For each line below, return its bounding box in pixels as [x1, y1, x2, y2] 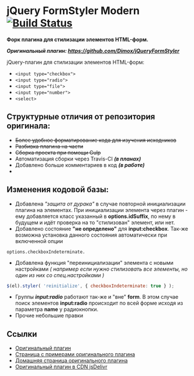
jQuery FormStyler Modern [6, 4, 140, 18]
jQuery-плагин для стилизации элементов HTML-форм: [6, 59, 145, 66]
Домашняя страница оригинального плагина [15, 357, 128, 364]
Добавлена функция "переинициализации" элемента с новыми [15, 259, 174, 266]
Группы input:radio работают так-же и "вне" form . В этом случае [15, 293, 179, 300]
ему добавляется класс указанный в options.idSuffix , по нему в [15, 213, 176, 220]
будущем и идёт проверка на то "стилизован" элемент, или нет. [15, 218, 175, 226]
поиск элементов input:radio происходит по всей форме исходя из [15, 300, 183, 307]
